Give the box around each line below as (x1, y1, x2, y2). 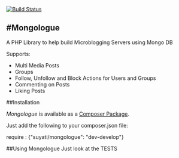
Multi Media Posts (14, 61, 60, 69)
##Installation (6, 98, 40, 106)
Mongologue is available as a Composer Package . (6, 110, 130, 117)
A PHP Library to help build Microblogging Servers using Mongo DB (6, 39, 173, 46)
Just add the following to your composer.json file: (6, 122, 129, 129)
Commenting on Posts (14, 80, 70, 88)
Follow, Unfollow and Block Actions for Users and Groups (14, 75, 156, 82)
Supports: (6, 50, 31, 57)
